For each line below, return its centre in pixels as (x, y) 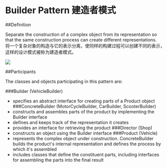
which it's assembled (35, 149)
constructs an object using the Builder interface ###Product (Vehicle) (85, 133)
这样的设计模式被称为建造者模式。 (41, 52)
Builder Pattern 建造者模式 (61, 10)
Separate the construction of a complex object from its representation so (81, 34)
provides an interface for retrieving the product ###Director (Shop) (82, 128)
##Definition (18, 24)
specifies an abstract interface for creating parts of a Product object (84, 101)
